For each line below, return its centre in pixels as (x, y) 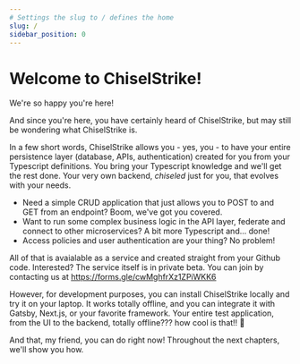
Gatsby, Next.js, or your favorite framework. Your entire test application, (142, 313)
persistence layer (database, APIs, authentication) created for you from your (150, 157)
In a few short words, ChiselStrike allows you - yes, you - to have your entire (150, 148)
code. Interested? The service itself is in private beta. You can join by (137, 267)
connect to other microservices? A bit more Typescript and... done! (146, 231)
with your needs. (40, 185)
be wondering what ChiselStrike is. (73, 130)
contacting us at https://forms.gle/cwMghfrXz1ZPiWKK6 (113, 277)
